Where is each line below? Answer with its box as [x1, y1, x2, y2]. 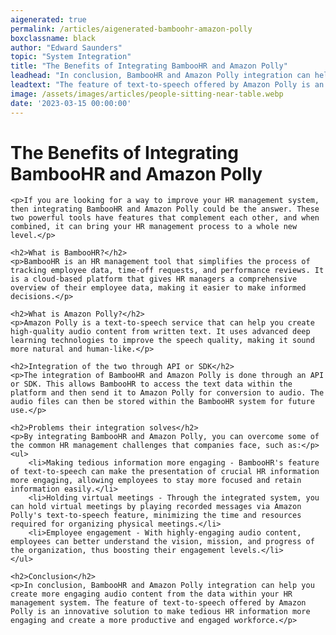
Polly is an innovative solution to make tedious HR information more [10, 607, 311, 617]
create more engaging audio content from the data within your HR [10, 589, 293, 600]
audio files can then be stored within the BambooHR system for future [10, 397, 315, 407]
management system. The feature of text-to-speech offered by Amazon [10, 598, 307, 608]
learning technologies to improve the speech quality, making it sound [10, 336, 315, 346]
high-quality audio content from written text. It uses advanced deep [10, 327, 311, 337]
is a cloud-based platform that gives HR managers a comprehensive [10, 274, 298, 285]
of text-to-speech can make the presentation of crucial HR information [10, 467, 320, 477]
